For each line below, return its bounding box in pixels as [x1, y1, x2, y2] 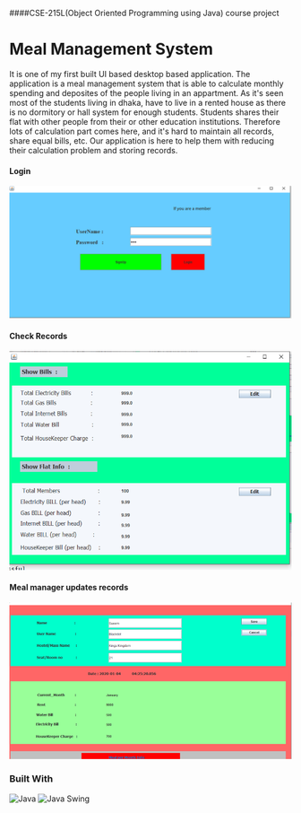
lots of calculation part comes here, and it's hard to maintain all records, [9, 126, 275, 136]
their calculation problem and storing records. [9, 144, 178, 155]
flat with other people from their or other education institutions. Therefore [9, 116, 280, 127]
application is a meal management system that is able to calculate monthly [9, 78, 284, 89]
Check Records [9, 330, 68, 341]
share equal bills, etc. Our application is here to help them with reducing [9, 135, 275, 146]
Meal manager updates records [9, 582, 129, 593]
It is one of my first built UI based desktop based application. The [9, 68, 251, 79]
